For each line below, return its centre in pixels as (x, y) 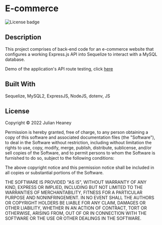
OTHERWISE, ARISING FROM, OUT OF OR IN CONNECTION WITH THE (76, 213)
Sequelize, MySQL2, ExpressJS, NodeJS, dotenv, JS (58, 96)
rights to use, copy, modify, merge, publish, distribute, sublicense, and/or (78, 148)
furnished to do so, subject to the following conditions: (60, 158)
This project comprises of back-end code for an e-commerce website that (80, 49)
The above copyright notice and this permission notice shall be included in (80, 168)
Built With (20, 84)
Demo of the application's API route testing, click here (59, 69)
